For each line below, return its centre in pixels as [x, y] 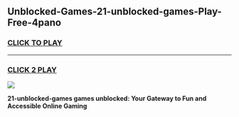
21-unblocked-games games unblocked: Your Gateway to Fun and [107, 98]
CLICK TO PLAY [35, 43]
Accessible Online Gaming [47, 106]
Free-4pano [34, 23]
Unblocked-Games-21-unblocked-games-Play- [115, 12]
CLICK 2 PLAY [32, 69]
